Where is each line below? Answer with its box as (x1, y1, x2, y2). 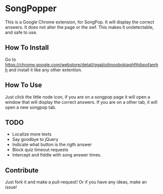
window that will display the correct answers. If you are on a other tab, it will (5, 99, 158, 105)
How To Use (5, 81, 42, 89)
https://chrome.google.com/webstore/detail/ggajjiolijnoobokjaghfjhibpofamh (5, 61, 159, 67)
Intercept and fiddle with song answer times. (12, 152, 102, 158)
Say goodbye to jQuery (12, 136, 58, 142)
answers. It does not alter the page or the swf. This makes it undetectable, (5, 24, 154, 30)
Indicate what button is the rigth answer (12, 142, 92, 148)
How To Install (5, 43, 49, 52)
